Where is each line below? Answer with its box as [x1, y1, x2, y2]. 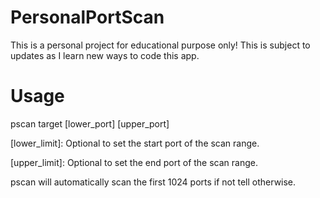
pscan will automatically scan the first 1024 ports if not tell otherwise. [10, 176, 297, 188]
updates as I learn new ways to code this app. [10, 49, 200, 61]
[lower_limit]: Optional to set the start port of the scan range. [10, 137, 260, 149]
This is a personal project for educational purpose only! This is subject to [10, 39, 311, 51]
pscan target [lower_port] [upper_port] [10, 117, 170, 130]
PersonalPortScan [10, 6, 165, 29]
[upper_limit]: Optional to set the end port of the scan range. [10, 156, 258, 168]
